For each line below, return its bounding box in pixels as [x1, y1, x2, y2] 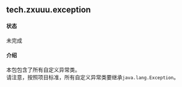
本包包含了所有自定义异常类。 [6, 66, 80, 73]
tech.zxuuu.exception [6, 5, 92, 15]
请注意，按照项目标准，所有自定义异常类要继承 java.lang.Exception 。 [6, 73, 180, 80]
